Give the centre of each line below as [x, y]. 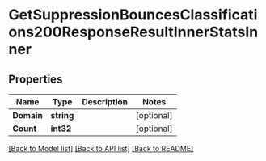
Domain [27, 115]
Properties [36, 79]
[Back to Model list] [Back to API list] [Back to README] [101, 148]
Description [105, 102]
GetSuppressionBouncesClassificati [133, 15]
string [62, 115]
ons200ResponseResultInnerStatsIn [133, 32]
